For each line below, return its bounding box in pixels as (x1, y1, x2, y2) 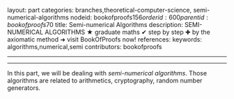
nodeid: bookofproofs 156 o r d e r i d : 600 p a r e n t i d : (70, 13, 209, 21)
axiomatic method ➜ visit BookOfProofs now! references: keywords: (7, 35, 202, 44)
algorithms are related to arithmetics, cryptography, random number (7, 76, 203, 84)
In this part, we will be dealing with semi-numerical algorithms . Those (7, 69, 208, 77)
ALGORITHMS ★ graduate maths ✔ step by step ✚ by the (45, 28, 210, 36)
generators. (7, 84, 40, 92)
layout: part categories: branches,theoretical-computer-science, (7, 6, 192, 14)
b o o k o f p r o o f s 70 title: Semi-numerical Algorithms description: (7, 21, 183, 28)
